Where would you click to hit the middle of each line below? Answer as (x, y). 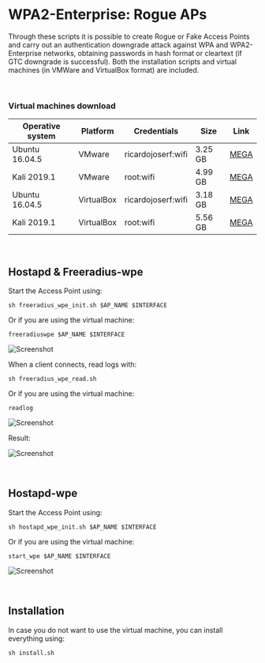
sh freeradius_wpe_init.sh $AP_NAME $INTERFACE (88, 306)
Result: (19, 438)
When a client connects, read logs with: (73, 364)
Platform (97, 131)
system (41, 136)
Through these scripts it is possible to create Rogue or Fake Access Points (129, 36)
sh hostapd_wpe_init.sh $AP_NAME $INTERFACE (82, 527)
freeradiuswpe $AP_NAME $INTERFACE (67, 335)
